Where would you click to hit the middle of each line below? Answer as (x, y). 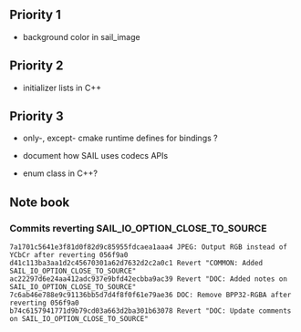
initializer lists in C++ (62, 88)
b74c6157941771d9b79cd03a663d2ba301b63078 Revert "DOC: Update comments (150, 311)
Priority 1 (35, 15)
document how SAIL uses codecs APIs (95, 156)
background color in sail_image (81, 36)
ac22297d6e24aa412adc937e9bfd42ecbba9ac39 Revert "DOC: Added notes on (148, 279)
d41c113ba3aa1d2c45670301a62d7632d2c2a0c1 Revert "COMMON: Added (136, 264)
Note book (40, 202)
